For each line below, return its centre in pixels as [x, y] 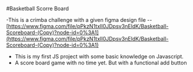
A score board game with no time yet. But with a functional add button [101, 63]
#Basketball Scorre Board [38, 9]
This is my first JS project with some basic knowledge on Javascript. [99, 56]
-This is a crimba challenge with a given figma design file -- [79, 20]
